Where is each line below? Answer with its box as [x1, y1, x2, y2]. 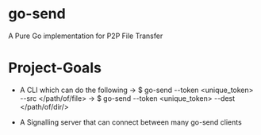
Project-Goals [8, 59, 102, 77]
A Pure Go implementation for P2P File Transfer [8, 31, 163, 40]
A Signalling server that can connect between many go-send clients [19, 117, 242, 127]
